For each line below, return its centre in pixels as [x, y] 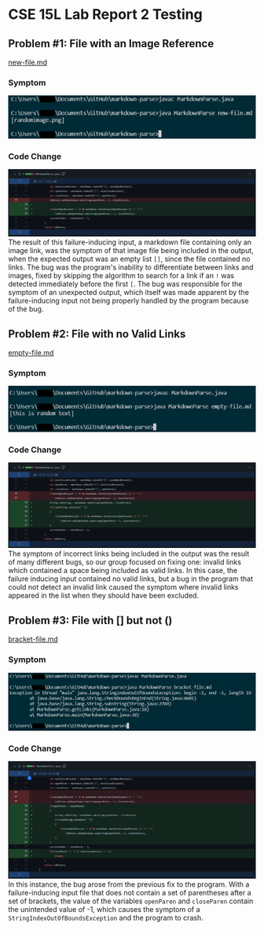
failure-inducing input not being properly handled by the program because [128, 301]
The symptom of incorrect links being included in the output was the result [129, 554]
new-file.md [28, 62]
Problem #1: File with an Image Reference [111, 44]
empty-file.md [31, 353]
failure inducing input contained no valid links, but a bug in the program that [131, 579]
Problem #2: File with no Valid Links [97, 334]
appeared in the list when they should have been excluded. [103, 596]
